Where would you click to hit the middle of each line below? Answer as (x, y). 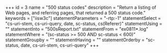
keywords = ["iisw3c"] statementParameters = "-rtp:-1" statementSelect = (83, 18)
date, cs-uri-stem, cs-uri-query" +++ (60, 45)
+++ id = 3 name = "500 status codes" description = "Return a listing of (81, 7)
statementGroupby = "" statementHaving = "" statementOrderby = (75, 40)
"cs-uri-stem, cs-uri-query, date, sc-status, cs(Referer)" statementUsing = (84, 23)
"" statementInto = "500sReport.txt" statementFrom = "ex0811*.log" (77, 29)
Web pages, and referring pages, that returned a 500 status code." (76, 13)
